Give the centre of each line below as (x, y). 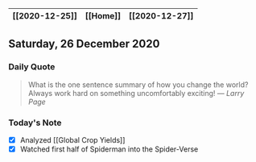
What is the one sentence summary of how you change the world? (138, 85)
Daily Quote (32, 67)
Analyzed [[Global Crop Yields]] (72, 139)
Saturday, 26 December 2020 (84, 44)
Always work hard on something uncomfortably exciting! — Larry (136, 93)
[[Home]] (103, 16)
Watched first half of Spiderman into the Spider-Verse (109, 149)
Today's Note (35, 123)
